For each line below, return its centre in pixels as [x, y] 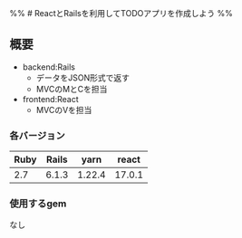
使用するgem [38, 204]
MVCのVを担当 [64, 109]
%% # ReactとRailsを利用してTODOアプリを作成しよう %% [121, 13]
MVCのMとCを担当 [72, 89]
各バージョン [37, 136]
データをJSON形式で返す [82, 77]
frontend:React [50, 99]
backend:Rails [48, 67]
